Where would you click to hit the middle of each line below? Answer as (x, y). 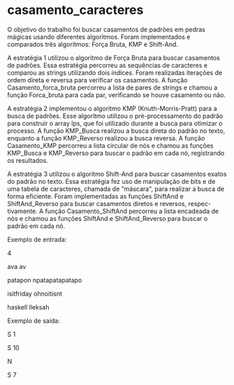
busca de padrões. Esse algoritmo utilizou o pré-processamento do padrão (115, 116)
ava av (17, 266)
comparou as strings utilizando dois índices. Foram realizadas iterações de (115, 73)
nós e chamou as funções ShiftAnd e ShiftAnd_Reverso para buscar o (108, 218)
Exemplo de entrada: (37, 239)
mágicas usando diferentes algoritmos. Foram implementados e (99, 36)
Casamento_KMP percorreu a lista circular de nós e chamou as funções (110, 145)
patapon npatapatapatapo (45, 280)
